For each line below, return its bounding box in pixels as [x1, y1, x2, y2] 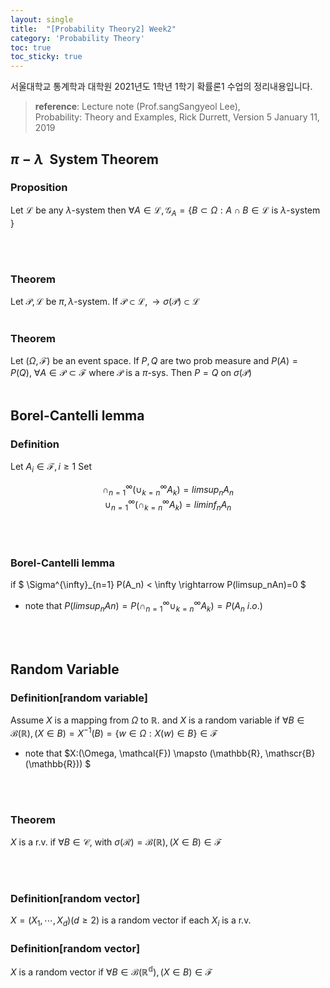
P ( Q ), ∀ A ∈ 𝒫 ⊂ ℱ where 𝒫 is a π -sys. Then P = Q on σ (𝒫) [10, 367, 253, 379]
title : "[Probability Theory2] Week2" [10, 24, 177, 34]
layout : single [10, 14, 74, 25]
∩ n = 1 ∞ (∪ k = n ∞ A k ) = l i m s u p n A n [102, 482, 234, 498]
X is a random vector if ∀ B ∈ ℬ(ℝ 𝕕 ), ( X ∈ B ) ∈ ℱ [10, 964, 213, 978]
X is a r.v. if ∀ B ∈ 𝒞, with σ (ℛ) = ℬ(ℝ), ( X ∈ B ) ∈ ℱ [10, 836, 223, 848]
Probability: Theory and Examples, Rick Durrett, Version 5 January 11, [34, 111, 320, 123]
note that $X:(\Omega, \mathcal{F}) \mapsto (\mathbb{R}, [24, 747, 263, 759]
